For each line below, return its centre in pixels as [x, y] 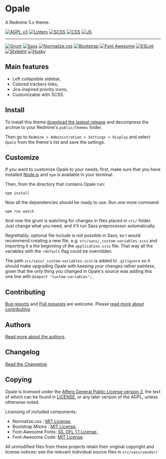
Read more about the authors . [35, 337]
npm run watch [20, 211]
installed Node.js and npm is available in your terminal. [59, 175]
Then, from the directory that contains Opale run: [55, 184]
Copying [19, 380]
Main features [27, 67]
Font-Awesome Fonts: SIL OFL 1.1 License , [55, 432]
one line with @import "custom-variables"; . [49, 277]
